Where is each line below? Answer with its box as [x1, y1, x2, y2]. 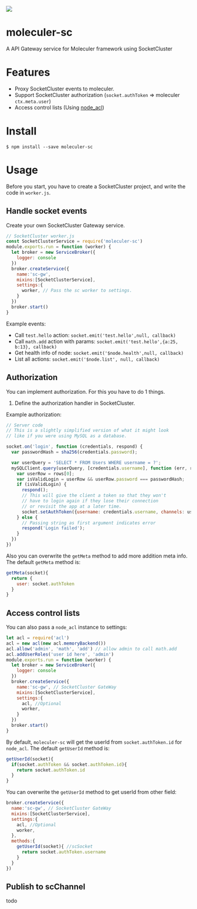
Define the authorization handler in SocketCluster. [14, 400, 135, 407]
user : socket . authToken [16, 581, 75, 587]
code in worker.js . [6, 189, 51, 196]
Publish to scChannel [6, 881, 86, 891]
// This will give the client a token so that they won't [21, 492, 167, 499]
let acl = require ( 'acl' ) [6, 635, 69, 641]
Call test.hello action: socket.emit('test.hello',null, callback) [14, 331, 176, 338]
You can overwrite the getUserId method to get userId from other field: [6, 789, 177, 796]
